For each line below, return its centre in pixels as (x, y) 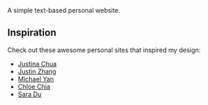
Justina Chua (37, 64)
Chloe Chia (34, 86)
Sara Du (30, 94)
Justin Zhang (37, 71)
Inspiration (32, 32)
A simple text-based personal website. (64, 10)
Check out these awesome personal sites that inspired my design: (104, 50)
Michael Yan (36, 79)
